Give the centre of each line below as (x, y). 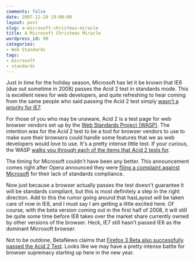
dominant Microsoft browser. (41, 229)
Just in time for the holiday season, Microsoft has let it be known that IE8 (94, 83)
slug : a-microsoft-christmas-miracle (52, 28)
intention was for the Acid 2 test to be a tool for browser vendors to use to (95, 131)
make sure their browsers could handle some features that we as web (90, 138)
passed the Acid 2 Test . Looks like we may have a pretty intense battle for (95, 246)
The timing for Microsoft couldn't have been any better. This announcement (97, 161)
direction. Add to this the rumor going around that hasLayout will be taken (95, 198)
